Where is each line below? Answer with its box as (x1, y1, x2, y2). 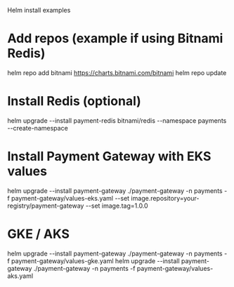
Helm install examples (7, 6, 71, 14)
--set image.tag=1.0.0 (85, 201, 149, 210)
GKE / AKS (7, 226, 70, 241)
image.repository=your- (131, 194, 200, 202)
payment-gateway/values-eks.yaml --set (11, 194, 130, 202)
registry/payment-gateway (7, 201, 84, 210)
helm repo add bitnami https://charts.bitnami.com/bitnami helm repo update (7, 68, 227, 76)
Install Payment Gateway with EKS (7, 149, 212, 164)
